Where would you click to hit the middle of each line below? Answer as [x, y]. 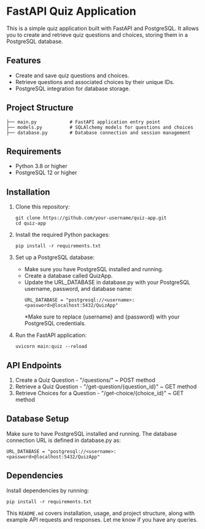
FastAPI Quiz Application [71, 11]
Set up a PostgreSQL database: [55, 257]
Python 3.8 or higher [41, 166]
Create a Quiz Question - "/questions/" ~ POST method [85, 380]
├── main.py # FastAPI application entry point [83, 122]
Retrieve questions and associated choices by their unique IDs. [95, 82]
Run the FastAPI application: [51, 335]
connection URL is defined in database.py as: [64, 440]
